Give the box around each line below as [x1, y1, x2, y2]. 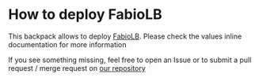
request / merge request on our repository [8, 63, 147, 72]
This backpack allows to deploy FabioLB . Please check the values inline [8, 31, 242, 41]
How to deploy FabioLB [8, 6, 162, 24]
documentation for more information [8, 39, 127, 49]
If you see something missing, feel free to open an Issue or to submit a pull [8, 55, 252, 64]
